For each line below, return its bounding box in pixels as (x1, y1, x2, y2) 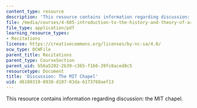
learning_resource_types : (6, 30, 69, 36)
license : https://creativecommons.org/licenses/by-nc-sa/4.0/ (6, 41, 161, 47)
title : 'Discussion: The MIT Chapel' (6, 74, 98, 79)
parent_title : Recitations (6, 52, 72, 58)
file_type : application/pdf (6, 25, 75, 31)
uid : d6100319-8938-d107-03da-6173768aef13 (6, 79, 114, 85)
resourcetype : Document (6, 68, 64, 74)
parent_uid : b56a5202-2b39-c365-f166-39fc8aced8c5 (6, 62, 133, 69)
